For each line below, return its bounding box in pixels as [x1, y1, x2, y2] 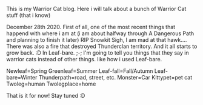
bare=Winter [6, 74, 38, 81]
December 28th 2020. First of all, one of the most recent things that [6, 24, 176, 30]
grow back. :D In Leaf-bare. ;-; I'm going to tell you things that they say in [6, 49, 189, 56]
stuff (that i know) [6, 12, 51, 19]
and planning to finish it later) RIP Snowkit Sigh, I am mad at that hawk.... [6, 36, 187, 43]
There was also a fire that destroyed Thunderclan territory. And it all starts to [6, 42, 198, 50]
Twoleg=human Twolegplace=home [6, 80, 96, 87]
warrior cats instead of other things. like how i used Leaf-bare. [6, 56, 162, 63]
